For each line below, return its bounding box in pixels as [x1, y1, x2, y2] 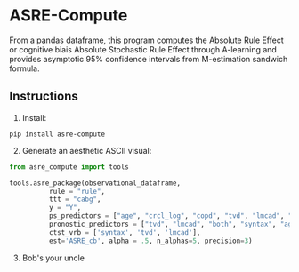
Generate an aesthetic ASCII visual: [21, 145, 152, 156]
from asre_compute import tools [9, 162, 129, 172]
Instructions [9, 89, 78, 104]
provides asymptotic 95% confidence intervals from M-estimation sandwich [9, 53, 288, 64]
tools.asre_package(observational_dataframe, [9, 179, 181, 188]
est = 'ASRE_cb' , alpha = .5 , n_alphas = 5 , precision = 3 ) [48, 236, 253, 245]
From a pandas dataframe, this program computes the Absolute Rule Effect [9, 35, 285, 45]
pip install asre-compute [9, 130, 105, 139]
